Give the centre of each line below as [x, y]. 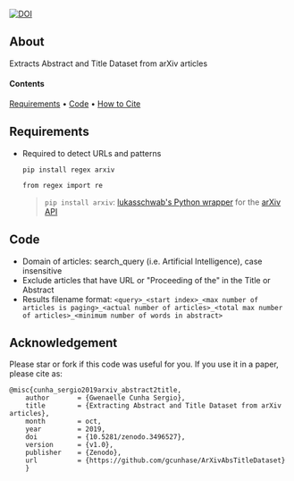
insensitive [42, 270]
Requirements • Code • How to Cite [75, 104]
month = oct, [63, 422]
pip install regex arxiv [68, 170]
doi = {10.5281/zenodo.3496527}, [105, 437]
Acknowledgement [63, 343]
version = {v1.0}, [70, 445]
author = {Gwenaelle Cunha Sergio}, [105, 398]
